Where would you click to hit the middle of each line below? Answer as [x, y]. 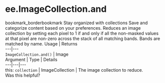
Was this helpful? [23, 75]
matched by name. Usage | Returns [41, 43]
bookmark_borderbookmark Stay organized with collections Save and [77, 23]
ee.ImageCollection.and [56, 9]
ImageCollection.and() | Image [37, 54]
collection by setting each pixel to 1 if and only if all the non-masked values [82, 33]
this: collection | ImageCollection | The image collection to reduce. [74, 70]
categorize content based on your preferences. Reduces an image [73, 28]
